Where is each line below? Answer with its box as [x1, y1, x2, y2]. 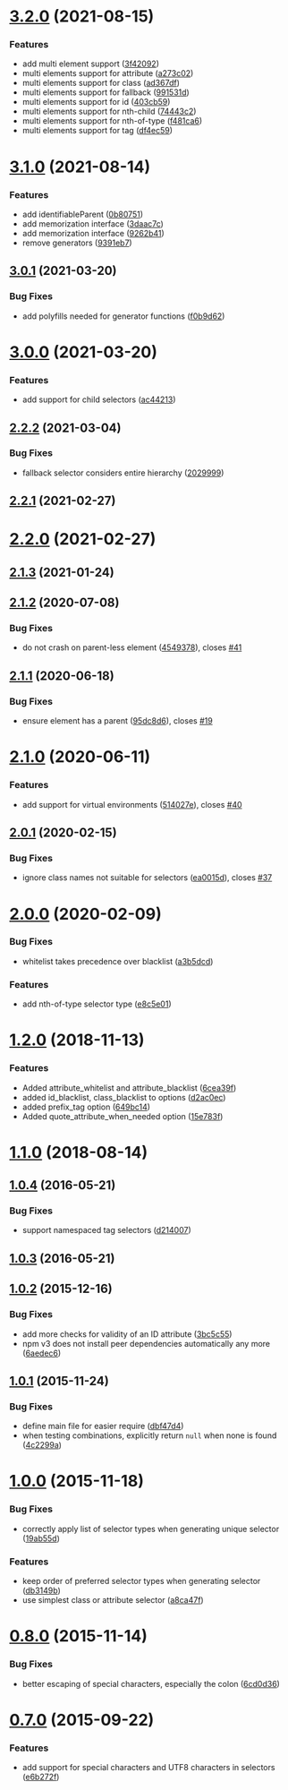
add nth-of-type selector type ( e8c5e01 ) [21, 998, 172, 1009]
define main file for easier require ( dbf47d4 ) [21, 1421, 184, 1432]
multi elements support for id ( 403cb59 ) [21, 97, 171, 107]
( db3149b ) [21, 1585, 61, 1596]
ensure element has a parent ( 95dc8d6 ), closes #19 [21, 715, 213, 726]
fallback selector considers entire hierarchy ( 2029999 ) [21, 467, 224, 478]
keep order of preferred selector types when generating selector [21, 1576, 261, 1587]
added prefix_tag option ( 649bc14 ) [21, 1101, 150, 1112]
